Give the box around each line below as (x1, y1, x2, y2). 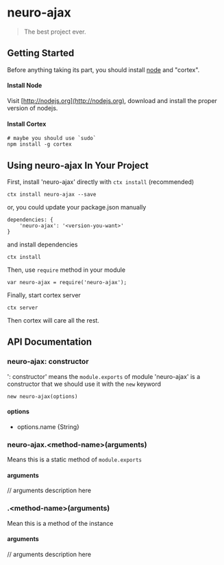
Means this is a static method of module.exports (7, 455, 142, 464)
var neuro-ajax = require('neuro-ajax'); (7, 279, 127, 286)
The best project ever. (23, 27, 87, 36)
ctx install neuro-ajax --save (7, 191, 97, 198)
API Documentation (7, 336, 92, 348)
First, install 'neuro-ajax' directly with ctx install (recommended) (7, 177, 195, 186)
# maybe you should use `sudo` (7, 135, 97, 142)
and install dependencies (7, 240, 78, 249)
